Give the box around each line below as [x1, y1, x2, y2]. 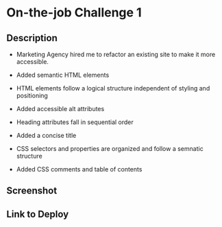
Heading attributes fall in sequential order [16, 118, 134, 126]
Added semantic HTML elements [16, 71, 110, 79]
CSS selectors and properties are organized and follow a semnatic [16, 145, 203, 152]
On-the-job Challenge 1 [6, 5, 142, 21]
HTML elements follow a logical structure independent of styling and [16, 84, 210, 92]
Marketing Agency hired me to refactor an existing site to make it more [16, 50, 216, 58]
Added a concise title [16, 132, 77, 139]
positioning [16, 91, 49, 99]
